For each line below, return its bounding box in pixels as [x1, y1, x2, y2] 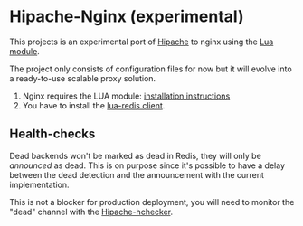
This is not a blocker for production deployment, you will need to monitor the [9, 196, 295, 207]
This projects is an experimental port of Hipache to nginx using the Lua [9, 36, 274, 47]
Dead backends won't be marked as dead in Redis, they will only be [9, 150, 262, 161]
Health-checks [9, 127, 96, 142]
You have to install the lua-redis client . [22, 99, 166, 110]
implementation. [9, 179, 70, 190]
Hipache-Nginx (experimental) [9, 6, 244, 27]
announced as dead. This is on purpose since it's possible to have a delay [9, 160, 286, 171]
